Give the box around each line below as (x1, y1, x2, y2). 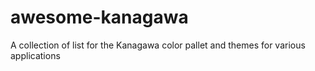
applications (10, 49, 61, 61)
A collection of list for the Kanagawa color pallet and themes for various (10, 39, 306, 51)
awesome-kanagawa (10, 6, 189, 29)
